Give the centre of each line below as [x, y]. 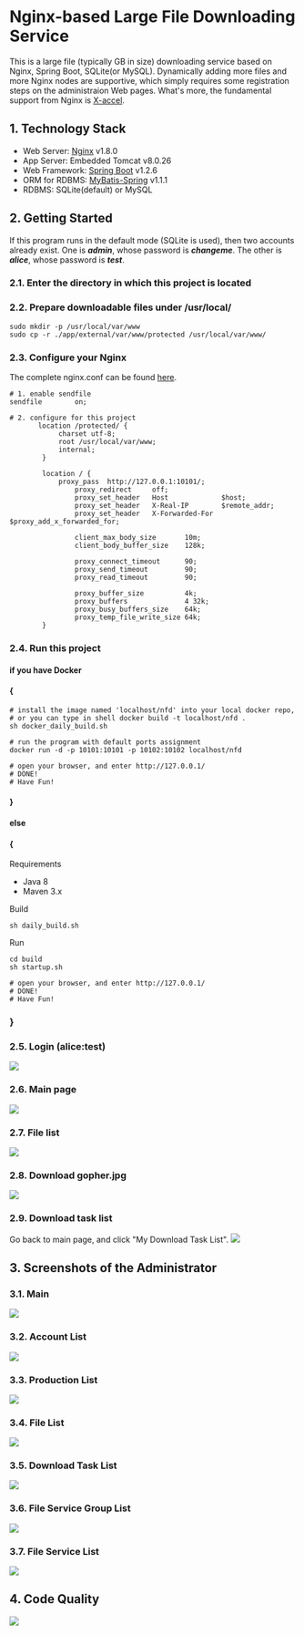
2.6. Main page [43, 1090]
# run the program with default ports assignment [106, 742]
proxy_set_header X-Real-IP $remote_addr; [174, 506]
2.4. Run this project [56, 648]
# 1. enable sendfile [51, 394]
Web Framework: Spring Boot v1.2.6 [90, 170]
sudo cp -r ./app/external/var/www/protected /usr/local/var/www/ [138, 335]
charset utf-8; [87, 434]
